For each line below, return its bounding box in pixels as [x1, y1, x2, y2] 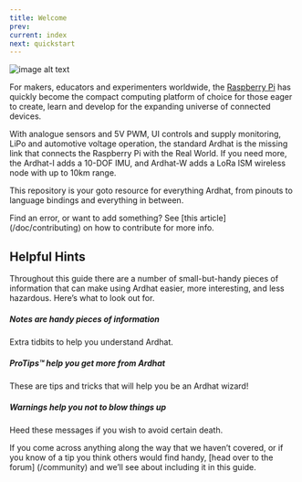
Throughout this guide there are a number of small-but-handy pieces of [9, 273, 279, 284]
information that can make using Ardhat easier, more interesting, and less [9, 283, 285, 294]
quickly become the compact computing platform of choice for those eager [9, 91, 293, 102]
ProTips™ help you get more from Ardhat [9, 358, 166, 369]
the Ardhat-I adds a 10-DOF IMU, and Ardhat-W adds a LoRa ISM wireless [9, 157, 286, 169]
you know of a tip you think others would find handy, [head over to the [9, 452, 274, 463]
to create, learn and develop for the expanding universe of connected [9, 102, 271, 112]
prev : [9, 22, 30, 31]
